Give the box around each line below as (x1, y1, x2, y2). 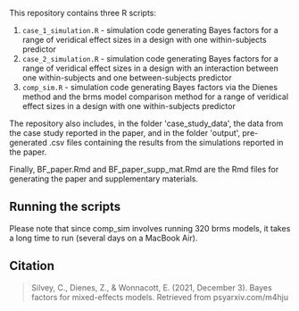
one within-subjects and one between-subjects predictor (21, 72, 232, 83)
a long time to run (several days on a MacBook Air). (9, 232, 198, 243)
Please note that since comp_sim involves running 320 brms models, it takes (9, 223, 291, 233)
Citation (9, 258, 55, 273)
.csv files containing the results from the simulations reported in (48, 138, 284, 147)
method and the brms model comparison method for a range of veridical (21, 91, 288, 102)
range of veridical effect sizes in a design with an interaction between (21, 63, 278, 73)
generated (9, 138, 47, 147)
